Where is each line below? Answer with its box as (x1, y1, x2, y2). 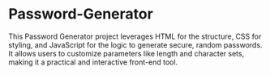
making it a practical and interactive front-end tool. (8, 57, 178, 67)
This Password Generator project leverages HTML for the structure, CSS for (8, 31, 262, 41)
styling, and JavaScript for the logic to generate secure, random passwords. (8, 40, 263, 49)
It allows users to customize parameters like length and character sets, (8, 48, 245, 58)
